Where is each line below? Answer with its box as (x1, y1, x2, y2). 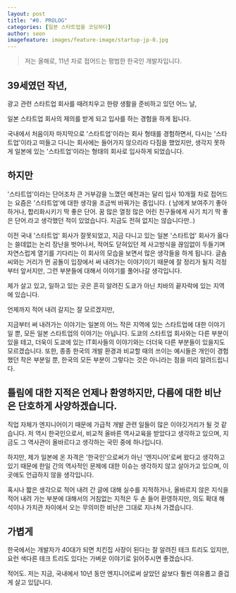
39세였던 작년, (7, 79, 68, 92)
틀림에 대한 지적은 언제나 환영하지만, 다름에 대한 (7, 387, 202, 399)
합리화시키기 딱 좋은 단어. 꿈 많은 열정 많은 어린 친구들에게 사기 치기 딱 (27, 207, 221, 216)
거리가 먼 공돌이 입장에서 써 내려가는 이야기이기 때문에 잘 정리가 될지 (25, 257, 214, 266)
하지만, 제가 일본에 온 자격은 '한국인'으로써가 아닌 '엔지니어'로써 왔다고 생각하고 (7, 453, 225, 461)
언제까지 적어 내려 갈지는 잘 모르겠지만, (7, 305, 115, 314)
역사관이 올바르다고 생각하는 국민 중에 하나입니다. (27, 438, 163, 446)
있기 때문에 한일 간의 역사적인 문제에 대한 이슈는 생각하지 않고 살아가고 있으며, (7, 461, 222, 470)
